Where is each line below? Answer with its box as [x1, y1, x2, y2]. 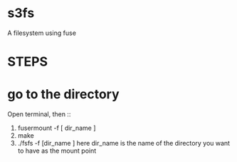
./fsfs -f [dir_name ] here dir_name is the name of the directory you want [17, 139, 230, 148]
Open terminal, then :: [7, 110, 71, 118]
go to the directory [7, 86, 120, 103]
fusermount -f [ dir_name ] [17, 123, 96, 133]
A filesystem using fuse [7, 29, 77, 37]
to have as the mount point [17, 146, 97, 155]
